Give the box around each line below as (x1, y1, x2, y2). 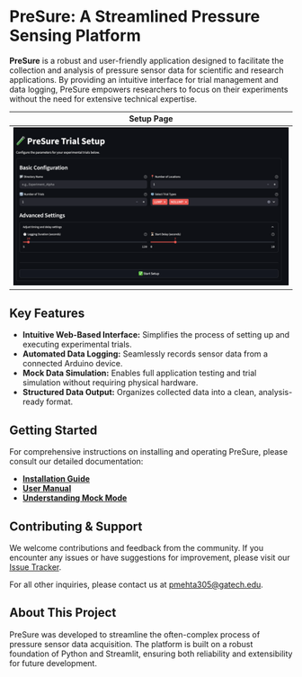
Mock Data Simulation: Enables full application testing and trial (22, 367, 257, 379)
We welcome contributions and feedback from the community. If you (9, 542, 263, 553)
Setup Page (129, 113, 173, 124)
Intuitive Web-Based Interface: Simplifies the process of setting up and (22, 329, 290, 340)
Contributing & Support (9, 519, 143, 534)
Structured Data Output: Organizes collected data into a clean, (22, 387, 257, 398)
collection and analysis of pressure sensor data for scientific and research (9, 65, 284, 76)
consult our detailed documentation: (9, 456, 144, 467)
